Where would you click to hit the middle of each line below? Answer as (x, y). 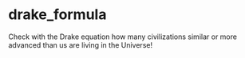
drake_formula (57, 15)
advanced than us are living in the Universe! (81, 44)
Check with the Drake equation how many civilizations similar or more (123, 37)
